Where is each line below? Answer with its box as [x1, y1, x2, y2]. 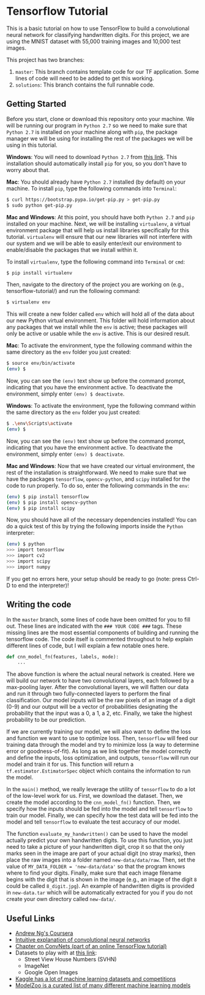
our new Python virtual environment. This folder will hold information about [6, 317, 195, 324]
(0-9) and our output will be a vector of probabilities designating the [6, 703, 178, 711]
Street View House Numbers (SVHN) [24, 956, 117, 963]
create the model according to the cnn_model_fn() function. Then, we [6, 798, 181, 806]
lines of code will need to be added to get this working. [15, 74, 154, 82]
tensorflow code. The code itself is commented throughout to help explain [6, 635, 193, 642]
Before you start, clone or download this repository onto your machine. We [6, 115, 195, 122]
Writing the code [6, 599, 72, 610]
